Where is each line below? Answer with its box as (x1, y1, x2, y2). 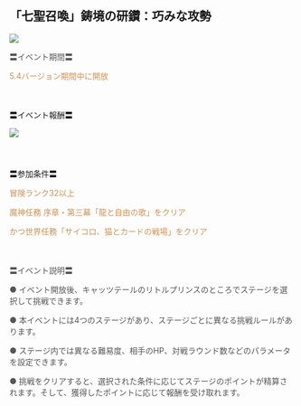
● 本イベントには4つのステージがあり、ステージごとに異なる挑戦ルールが (9, 315, 285, 326)
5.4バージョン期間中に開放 (9, 71, 108, 81)
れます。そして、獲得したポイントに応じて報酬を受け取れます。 (9, 387, 246, 398)
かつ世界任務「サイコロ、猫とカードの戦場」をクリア (9, 225, 208, 237)
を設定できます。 (9, 356, 72, 367)
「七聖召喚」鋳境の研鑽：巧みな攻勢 (9, 8, 212, 24)
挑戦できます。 (33, 295, 89, 306)
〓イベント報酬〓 (9, 109, 73, 120)
